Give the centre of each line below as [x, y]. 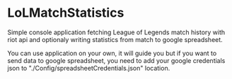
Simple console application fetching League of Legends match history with [116, 32]
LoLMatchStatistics [66, 13]
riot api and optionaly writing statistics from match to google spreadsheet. [115, 39]
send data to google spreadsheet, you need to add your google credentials [116, 60]
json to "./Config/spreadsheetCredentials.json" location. [89, 68]
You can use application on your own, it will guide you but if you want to [112, 53]
